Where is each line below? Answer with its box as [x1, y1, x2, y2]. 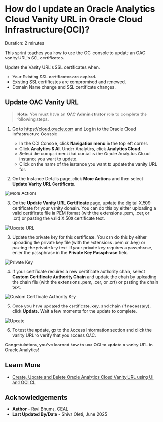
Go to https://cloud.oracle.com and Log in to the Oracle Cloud [12, 126, 136, 132]
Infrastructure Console [12, 131, 57, 137]
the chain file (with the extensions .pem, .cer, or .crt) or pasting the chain [12, 279, 159, 285]
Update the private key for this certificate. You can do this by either [12, 234, 147, 240]
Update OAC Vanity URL [5, 98, 79, 107]
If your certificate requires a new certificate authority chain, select [12, 269, 145, 274]
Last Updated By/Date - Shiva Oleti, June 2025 [12, 411, 108, 417]
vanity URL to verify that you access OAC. [12, 332, 96, 338]
